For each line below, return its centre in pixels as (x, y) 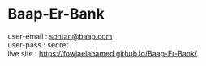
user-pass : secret (38, 44)
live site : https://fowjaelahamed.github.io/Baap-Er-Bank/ (103, 53)
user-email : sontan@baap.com (60, 36)
